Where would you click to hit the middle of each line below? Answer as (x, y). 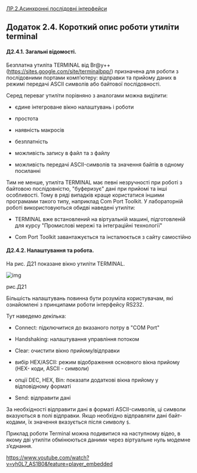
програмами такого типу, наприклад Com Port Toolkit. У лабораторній (95, 201)
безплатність (31, 141)
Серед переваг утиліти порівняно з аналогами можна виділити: (87, 95)
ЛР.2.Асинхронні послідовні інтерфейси (57, 9)
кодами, (17, 422)
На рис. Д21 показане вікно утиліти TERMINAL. (66, 263)
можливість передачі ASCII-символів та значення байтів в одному (99, 164)
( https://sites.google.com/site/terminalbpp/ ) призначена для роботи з (93, 71)
